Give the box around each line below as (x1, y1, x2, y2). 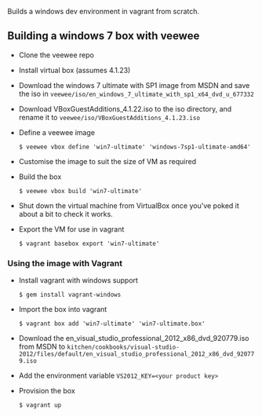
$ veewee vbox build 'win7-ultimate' (18, 187, 143, 195)
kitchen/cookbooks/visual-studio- (67, 343, 180, 352)
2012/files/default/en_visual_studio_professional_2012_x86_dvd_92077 (18, 350, 255, 358)
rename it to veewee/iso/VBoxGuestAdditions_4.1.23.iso (18, 112, 201, 122)
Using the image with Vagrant (7, 258, 123, 269)
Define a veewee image (18, 127, 96, 137)
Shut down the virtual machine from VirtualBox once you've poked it (18, 200, 240, 210)
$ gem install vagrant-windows (18, 291, 122, 299)
